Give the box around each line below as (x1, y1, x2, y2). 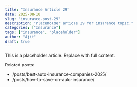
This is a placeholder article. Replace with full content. (5, 52, 115, 58)
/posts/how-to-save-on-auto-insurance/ (12, 76, 95, 82)
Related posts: (5, 62, 34, 67)
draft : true (5, 39, 30, 44)
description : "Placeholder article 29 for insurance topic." (5, 21, 134, 26)
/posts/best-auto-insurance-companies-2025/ (12, 71, 107, 77)
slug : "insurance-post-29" (5, 16, 61, 21)
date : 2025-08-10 (5, 12, 41, 17)
